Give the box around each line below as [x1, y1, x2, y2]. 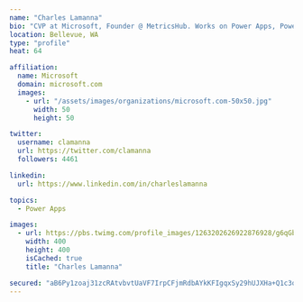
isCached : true [25, 253, 83, 262]
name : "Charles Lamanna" [9, 13, 103, 23]
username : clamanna [17, 138, 91, 147]
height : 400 [25, 245, 70, 254]
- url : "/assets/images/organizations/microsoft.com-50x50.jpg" [25, 96, 272, 105]
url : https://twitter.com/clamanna [17, 146, 151, 156]
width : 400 [25, 237, 67, 246]
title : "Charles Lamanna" [25, 262, 124, 271]
